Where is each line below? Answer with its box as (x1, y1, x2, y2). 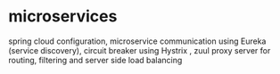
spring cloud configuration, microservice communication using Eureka (8, 36, 267, 46)
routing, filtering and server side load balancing (8, 54, 183, 65)
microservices (8, 6, 118, 27)
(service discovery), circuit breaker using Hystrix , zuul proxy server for (8, 45, 271, 55)
